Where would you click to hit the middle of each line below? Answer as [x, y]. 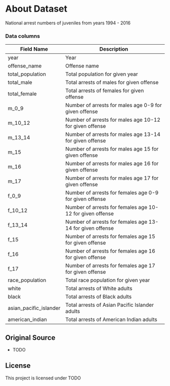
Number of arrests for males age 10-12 [113, 120]
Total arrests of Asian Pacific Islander [110, 305]
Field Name [34, 49]
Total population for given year [102, 74]
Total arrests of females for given [105, 91]
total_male [20, 83]
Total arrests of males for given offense [112, 83]
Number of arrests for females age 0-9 [112, 193]
